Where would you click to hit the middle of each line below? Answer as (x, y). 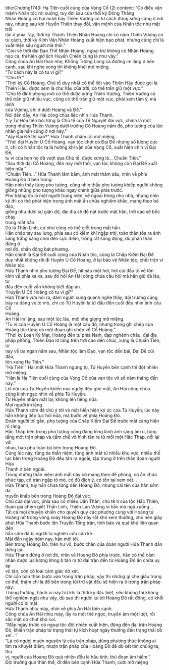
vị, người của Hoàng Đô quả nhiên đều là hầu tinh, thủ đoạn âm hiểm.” (78, 657)
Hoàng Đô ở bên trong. (29, 179)
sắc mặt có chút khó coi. (31, 619)
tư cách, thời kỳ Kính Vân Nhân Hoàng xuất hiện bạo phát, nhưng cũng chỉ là (84, 40)
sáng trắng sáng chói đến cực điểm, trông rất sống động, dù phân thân (79, 238)
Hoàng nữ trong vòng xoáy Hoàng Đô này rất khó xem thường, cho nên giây (84, 517)
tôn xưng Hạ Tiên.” (25, 362)
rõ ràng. (13, 426)
